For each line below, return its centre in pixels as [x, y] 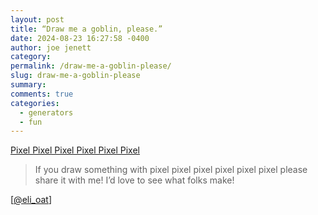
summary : [28, 85]
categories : [35, 103]
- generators [46, 112]
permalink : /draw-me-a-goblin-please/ [91, 66]
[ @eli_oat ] [31, 200]
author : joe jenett [51, 47]
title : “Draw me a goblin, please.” [86, 29]
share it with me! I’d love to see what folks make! [134, 180]
